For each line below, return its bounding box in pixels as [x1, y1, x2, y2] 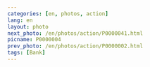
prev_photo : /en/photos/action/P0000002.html [7, 43, 143, 50]
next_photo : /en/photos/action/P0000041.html [7, 29, 143, 37]
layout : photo [7, 23, 49, 30]
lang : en [7, 17, 33, 24]
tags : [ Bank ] [7, 50, 46, 57]
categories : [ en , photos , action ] [7, 10, 109, 17]
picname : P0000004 [7, 36, 61, 43]
